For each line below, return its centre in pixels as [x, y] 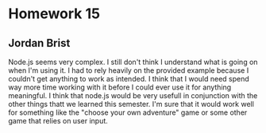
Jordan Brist [39, 43]
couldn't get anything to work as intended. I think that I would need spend [129, 79]
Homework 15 [54, 14]
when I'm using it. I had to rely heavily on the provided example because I [129, 70]
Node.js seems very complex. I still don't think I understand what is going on [133, 62]
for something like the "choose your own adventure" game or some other [128, 112]
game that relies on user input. [58, 121]
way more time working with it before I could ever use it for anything [120, 87]
